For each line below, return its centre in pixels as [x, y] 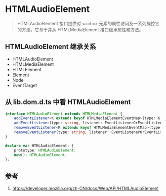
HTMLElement [27, 69]
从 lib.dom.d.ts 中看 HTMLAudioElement [68, 102]
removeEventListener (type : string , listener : [62, 132]
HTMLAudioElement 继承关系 [51, 47]
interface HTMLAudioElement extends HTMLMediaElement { [64, 114]
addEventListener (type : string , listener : [58, 123]
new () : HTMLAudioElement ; [41, 155]
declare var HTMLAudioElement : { [40, 146]
